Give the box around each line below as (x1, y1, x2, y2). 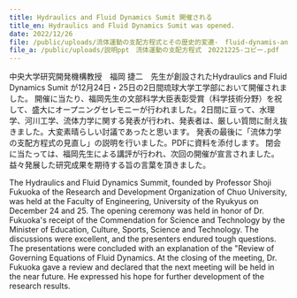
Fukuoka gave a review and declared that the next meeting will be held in (9, 262, 275, 272)
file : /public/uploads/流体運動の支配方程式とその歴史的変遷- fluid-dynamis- (9, 37, 281, 47)
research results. (9, 280, 71, 292)
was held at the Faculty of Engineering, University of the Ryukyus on (9, 196, 259, 207)
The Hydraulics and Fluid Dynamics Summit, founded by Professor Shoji (9, 178, 272, 188)
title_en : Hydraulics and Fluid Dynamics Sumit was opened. (9, 21, 236, 30)
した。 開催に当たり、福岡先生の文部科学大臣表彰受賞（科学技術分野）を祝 (9, 94, 283, 104)
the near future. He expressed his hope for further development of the (9, 271, 265, 282)
